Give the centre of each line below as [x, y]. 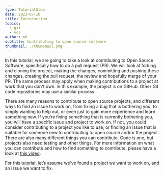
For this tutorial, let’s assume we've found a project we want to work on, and [82, 163]
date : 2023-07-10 [23, 14]
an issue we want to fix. [29, 168]
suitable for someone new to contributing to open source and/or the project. [82, 132]
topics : [13, 23]
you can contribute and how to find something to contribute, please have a [81, 148]
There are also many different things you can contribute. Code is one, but [79, 138]
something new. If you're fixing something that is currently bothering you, [79, 117]
